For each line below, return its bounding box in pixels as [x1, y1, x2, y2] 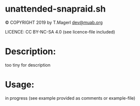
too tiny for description [5, 62, 51, 68]
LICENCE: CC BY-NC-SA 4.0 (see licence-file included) [5, 29, 115, 35]
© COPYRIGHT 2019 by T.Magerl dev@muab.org [5, 19, 103, 25]
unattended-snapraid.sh [5, 3, 106, 15]
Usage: [5, 79, 35, 90]
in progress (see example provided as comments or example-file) [5, 95, 136, 101]
